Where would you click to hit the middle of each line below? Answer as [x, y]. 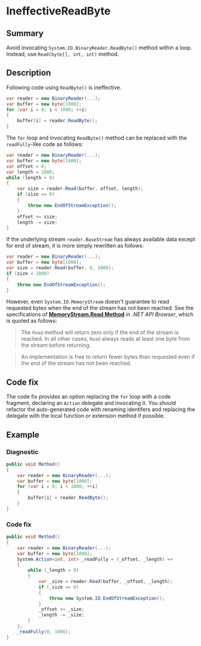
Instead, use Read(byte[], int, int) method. [63, 54]
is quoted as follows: [32, 321]
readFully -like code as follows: [45, 144]
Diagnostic [22, 452]
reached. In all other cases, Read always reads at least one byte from [105, 339]
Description [28, 73]
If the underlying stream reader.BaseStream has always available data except [101, 239]
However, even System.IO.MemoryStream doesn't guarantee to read [88, 302]
